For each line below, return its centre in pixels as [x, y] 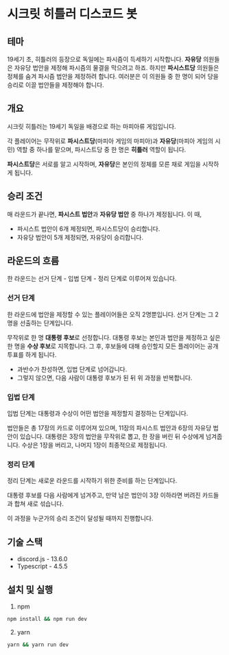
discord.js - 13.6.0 [42, 559]
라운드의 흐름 [33, 261]
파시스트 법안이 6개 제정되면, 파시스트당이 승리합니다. [88, 228]
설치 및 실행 [30, 590]
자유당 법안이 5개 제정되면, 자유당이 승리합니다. [80, 237]
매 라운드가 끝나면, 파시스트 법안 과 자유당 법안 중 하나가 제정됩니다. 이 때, [105, 214]
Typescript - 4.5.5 [42, 567]
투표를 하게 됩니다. [32, 354]
